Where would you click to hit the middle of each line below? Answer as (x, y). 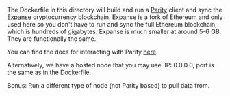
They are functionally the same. (52, 39)
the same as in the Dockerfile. (49, 72)
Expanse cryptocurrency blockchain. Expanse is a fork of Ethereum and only (115, 17)
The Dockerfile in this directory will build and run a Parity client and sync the (115, 10)
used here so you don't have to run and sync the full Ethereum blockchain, (112, 24)
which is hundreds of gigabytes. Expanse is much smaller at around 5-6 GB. (114, 31)
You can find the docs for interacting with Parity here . (82, 52)
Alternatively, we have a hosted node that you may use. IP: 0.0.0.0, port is (111, 65)
